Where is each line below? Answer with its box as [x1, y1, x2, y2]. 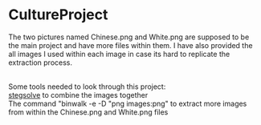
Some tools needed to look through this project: [8, 82, 166, 91]
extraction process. [8, 58, 73, 67]
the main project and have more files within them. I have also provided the [8, 40, 253, 50]
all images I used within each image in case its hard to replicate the [8, 49, 230, 58]
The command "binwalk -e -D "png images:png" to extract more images [8, 99, 247, 108]
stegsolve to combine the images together [8, 90, 149, 99]
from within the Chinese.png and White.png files [8, 107, 169, 117]
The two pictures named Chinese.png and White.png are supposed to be [8, 32, 250, 42]
